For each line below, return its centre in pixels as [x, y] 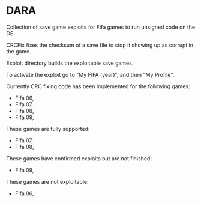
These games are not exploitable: [47, 181]
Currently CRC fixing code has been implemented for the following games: [98, 86]
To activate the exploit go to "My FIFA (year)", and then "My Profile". [90, 74]
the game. [19, 51]
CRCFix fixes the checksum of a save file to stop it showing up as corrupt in [100, 45]
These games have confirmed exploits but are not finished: [79, 158]
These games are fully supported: [48, 129]
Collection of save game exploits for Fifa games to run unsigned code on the [101, 27]
